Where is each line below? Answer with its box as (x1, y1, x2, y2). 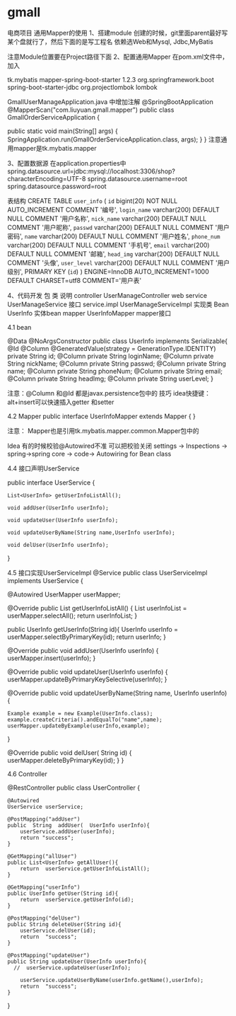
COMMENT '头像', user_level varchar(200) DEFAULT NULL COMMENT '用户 (7, 258, 230, 267)
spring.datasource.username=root (87, 174, 187, 183)
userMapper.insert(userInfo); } (7, 654, 96, 662)
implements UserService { (7, 576, 83, 584)
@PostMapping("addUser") (7, 815, 81, 823)
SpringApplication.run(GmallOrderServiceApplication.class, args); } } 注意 (7, 135, 221, 144)
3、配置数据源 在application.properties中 (7, 158, 126, 167)
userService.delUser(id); (20, 927, 97, 934)
